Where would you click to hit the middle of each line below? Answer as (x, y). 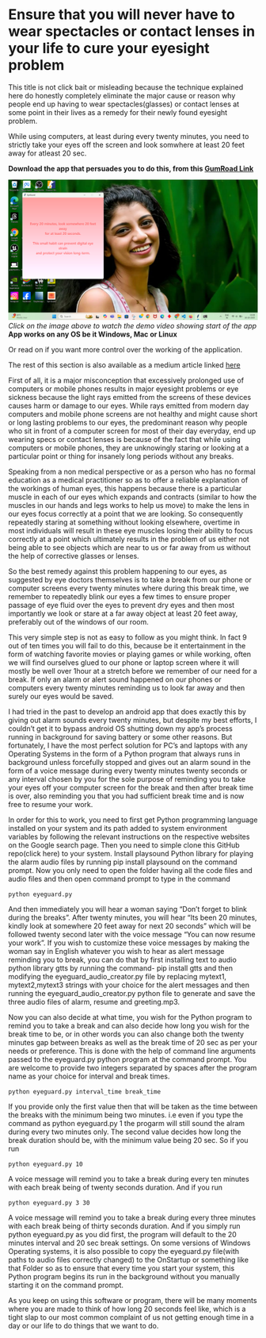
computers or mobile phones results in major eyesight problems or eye (123, 388)
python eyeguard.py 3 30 (49, 1203)
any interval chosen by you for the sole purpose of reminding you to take (127, 779)
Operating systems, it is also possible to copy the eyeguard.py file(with (124, 1251)
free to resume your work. (51, 804)
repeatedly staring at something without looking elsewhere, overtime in (124, 522)
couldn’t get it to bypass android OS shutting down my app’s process (121, 729)
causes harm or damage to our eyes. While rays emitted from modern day (129, 406)
